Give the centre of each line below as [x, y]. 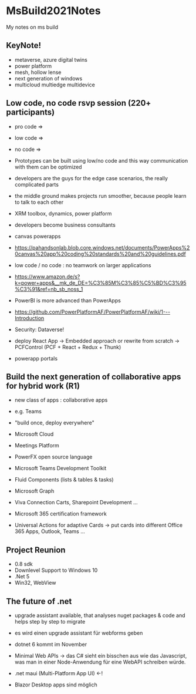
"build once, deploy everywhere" [55, 423]
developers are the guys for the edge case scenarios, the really [91, 178]
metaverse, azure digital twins [51, 59]
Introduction [29, 318]
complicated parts [36, 184]
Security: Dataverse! [39, 329]
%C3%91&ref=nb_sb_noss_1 [49, 289]
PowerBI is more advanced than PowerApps [68, 300]
